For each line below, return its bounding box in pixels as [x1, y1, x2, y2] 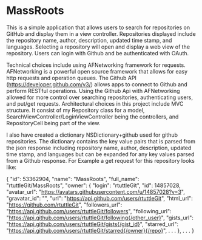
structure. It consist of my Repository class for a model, [6, 106, 145, 114]
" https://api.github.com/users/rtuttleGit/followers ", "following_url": [6, 207, 172, 214]
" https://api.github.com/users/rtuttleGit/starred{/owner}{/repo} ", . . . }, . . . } [6, 227, 194, 234]
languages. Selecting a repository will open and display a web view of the [6, 43, 190, 50]
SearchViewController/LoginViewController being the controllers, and [6, 113, 179, 120]
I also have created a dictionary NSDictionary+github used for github [6, 131, 178, 139]
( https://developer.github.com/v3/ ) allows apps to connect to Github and [6, 80, 188, 88]
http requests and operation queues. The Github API [6, 74, 136, 81]
